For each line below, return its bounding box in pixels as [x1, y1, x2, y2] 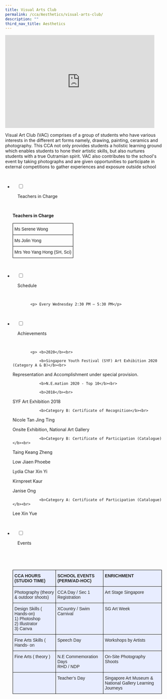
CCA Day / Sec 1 [57, 590, 90, 595]
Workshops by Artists [104, 637, 146, 643]
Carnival [57, 611, 74, 617]
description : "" [5, 16, 39, 21]
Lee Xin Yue [12, 510, 37, 516]
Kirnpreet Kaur [12, 478, 43, 484]
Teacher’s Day [57, 675, 85, 681]
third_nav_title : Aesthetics [5, 21, 66, 26]
